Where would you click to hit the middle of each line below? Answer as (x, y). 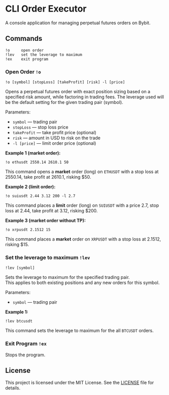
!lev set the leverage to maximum (44, 54)
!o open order (24, 50)
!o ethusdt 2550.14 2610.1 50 (37, 162)
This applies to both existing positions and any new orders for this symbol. (82, 283)
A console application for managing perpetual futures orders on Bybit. (78, 23)
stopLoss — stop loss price (40, 127)
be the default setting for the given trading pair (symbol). (64, 102)
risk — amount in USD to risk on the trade (57, 138)
